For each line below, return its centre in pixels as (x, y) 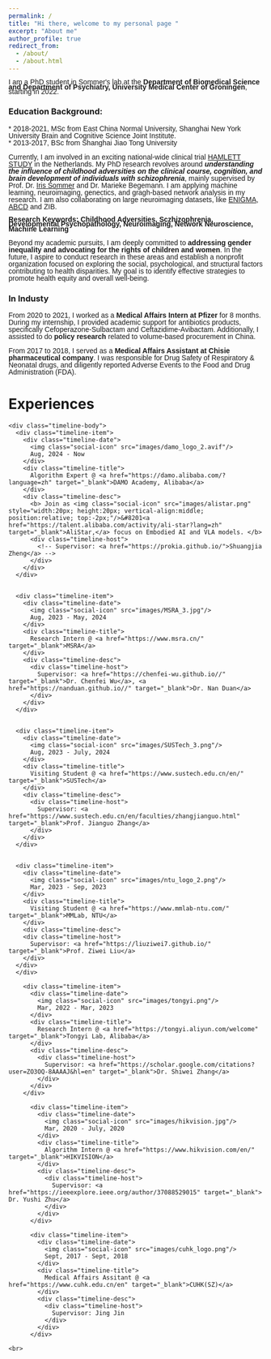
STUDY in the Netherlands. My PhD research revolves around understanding (131, 164)
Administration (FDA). (42, 372)
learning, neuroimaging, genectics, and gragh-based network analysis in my (127, 192)
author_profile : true (45, 39)
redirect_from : (34, 46)
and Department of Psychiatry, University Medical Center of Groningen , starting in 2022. (128, 89)
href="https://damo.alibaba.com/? (168, 475)
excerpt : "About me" (43, 31)
